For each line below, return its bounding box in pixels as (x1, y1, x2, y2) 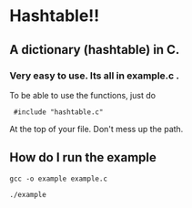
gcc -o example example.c (9, 174, 107, 183)
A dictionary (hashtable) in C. (9, 42, 180, 57)
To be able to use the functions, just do (9, 89, 157, 100)
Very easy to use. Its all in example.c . (9, 69, 180, 82)
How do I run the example (9, 150, 157, 165)
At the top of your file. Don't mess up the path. (9, 123, 184, 134)
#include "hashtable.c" (13, 107, 104, 117)
